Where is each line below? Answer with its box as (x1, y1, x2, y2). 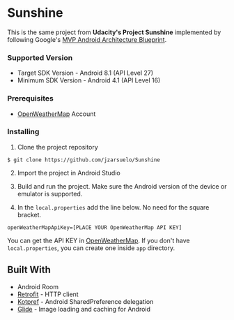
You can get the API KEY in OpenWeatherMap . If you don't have (7, 236, 190, 245)
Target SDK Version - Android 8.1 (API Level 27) (17, 68, 154, 78)
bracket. (17, 210, 42, 219)
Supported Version (7, 52, 73, 62)
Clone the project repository (17, 143, 99, 151)
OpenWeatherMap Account (17, 110, 96, 118)
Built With (7, 264, 51, 276)
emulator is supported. (17, 189, 83, 198)
